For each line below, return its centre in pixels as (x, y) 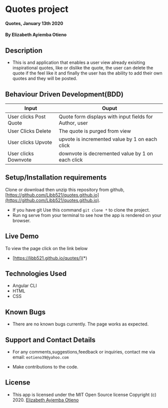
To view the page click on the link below (46, 248)
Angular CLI (24, 285)
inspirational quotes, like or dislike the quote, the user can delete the (83, 68)
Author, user (73, 123)
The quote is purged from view (95, 131)
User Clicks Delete (29, 131)
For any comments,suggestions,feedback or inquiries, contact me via (84, 352)
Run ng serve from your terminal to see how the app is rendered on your (87, 215)
